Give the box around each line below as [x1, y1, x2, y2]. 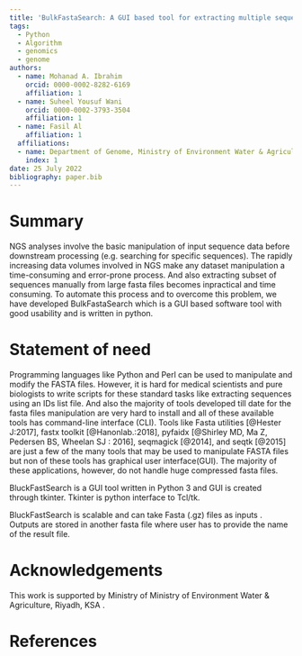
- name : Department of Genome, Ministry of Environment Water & [17, 147, 263, 156]
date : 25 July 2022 [9, 164, 83, 173]
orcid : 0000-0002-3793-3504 [25, 105, 130, 114]
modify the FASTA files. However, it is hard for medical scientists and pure [9, 379, 283, 390]
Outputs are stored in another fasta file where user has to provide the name [9, 519, 289, 530]
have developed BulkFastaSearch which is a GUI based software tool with [9, 298, 282, 309]
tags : [9, 22, 30, 31]
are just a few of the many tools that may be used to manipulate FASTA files [9, 446, 289, 457]
